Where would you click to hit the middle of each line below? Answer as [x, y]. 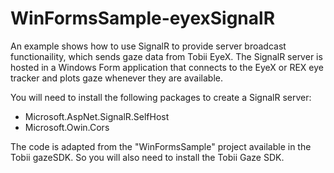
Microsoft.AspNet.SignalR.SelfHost [97, 116]
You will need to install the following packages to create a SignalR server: [161, 97]
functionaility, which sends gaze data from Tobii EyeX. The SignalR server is [166, 56]
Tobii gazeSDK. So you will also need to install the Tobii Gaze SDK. [147, 157]
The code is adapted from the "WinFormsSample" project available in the [161, 146]
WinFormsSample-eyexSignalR [143, 18]
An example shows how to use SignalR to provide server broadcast [148, 46]
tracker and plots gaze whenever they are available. [116, 78]
